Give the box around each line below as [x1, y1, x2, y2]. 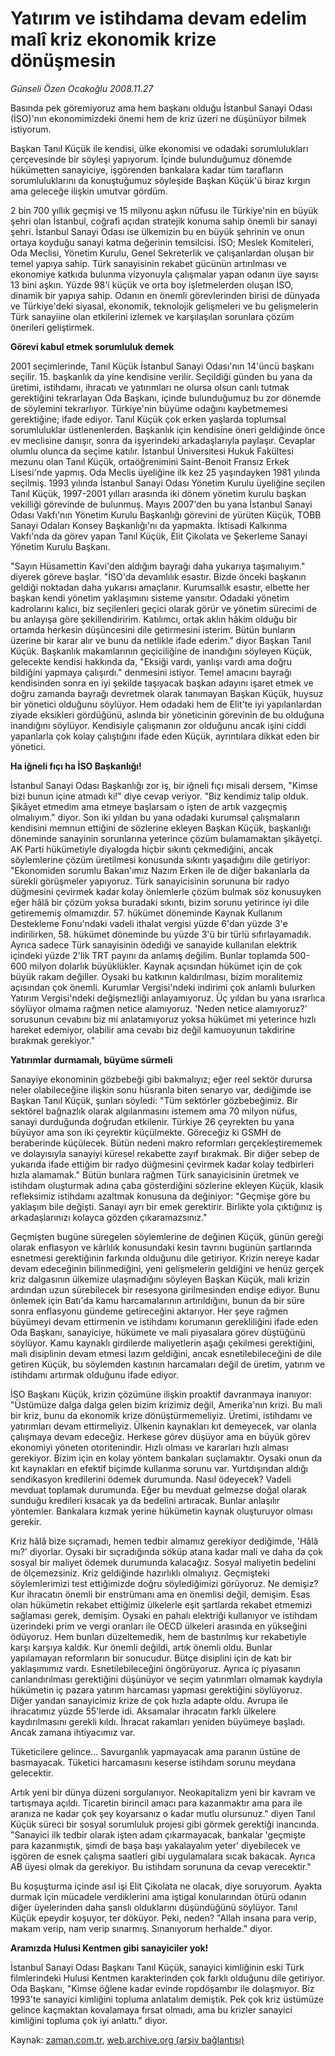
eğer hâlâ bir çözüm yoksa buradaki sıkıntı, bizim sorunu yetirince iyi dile [10, 896, 310, 908]
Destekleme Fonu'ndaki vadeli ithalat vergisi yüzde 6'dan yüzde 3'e [10, 917, 288, 929]
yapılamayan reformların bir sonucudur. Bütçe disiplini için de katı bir [10, 1652, 293, 1664]
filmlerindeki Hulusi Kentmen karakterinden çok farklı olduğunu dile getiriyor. [10, 1972, 326, 1984]
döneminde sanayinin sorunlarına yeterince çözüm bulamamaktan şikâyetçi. [10, 832, 323, 844]
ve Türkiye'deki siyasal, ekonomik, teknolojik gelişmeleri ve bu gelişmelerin [10, 300, 319, 312]
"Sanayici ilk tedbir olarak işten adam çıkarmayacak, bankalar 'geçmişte [10, 1828, 307, 1841]
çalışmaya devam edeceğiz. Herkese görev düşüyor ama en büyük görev [10, 1430, 311, 1442]
